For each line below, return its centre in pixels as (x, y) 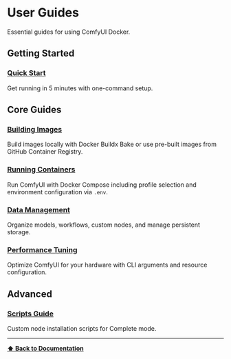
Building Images (35, 129)
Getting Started (41, 53)
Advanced (30, 294)
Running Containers (41, 170)
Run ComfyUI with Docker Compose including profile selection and (102, 185)
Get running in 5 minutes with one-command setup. (80, 88)
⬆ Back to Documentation (45, 348)
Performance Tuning (42, 249)
